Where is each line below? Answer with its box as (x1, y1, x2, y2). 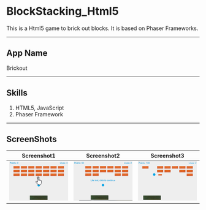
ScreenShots (6, 133, 57, 144)
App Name (6, 48, 48, 59)
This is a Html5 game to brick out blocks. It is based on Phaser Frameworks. (6, 24, 199, 32)
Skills (6, 88, 28, 99)
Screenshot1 (21, 152, 56, 159)
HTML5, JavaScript (15, 104, 64, 111)
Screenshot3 (150, 152, 185, 159)
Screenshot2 (86, 152, 120, 159)
